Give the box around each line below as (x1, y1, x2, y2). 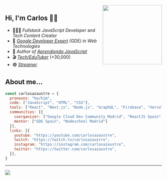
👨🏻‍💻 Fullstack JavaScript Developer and (12, 27, 95, 33)
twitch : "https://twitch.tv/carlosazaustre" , (14, 137, 110, 143)
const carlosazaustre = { (5, 91, 59, 96)
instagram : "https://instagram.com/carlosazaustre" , (14, 142, 126, 147)
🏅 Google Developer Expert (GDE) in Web (12, 37, 97, 44)
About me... (5, 78, 43, 86)
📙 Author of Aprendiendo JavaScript (12, 48, 87, 54)
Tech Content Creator (12, 32, 57, 38)
